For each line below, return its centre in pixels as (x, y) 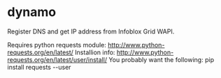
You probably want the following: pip (161, 59)
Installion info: (95, 52)
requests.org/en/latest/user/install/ (57, 59)
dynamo (32, 12)
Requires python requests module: (57, 45)
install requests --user (39, 67)
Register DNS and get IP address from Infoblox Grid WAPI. (91, 31)
